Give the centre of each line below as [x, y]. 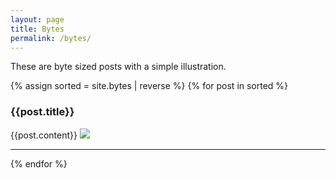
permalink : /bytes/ [51, 38]
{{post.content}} [44, 135]
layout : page [37, 19]
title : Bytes [37, 29]
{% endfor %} [39, 163]
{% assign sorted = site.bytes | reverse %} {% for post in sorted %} [149, 86]
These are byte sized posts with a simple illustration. [118, 67]
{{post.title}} [42, 112]
